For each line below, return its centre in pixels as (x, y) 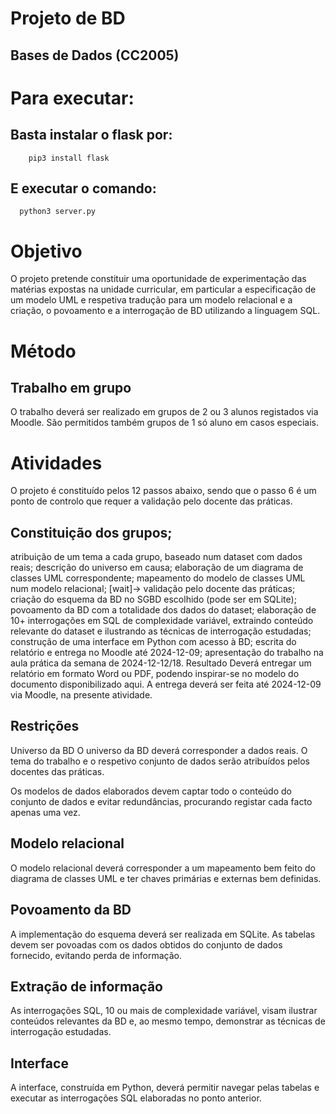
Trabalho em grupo (71, 387)
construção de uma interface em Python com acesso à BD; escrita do (153, 642)
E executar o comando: (83, 188)
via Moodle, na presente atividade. (81, 695)
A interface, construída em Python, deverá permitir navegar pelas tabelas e (165, 1088)
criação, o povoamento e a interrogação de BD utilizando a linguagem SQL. (165, 311)
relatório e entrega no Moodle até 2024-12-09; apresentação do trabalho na (167, 653)
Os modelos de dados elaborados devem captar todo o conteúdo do (151, 791)
